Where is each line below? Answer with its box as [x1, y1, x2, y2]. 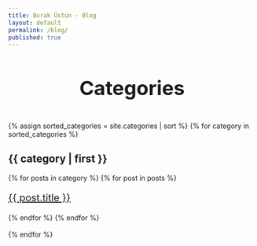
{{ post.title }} [8, 191, 71, 204]
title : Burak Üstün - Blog [8, 11, 97, 20]
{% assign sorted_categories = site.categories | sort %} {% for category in [8, 121, 250, 130]
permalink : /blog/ [8, 26, 68, 34]
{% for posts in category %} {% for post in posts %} [8, 173, 177, 182]
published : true [8, 33, 61, 42]
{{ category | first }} [8, 152, 108, 166]
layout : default [8, 19, 61, 27]
